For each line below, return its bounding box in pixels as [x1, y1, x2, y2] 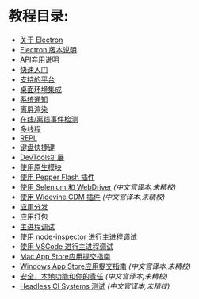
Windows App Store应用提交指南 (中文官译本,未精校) [19, 261, 192, 270]
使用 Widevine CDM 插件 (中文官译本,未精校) [19, 192, 166, 201]
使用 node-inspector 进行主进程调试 [19, 232, 137, 241]
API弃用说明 [19, 55, 59, 64]
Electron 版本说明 [19, 44, 77, 54]
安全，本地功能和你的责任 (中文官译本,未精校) [19, 271, 168, 281]
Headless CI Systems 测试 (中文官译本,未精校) [19, 281, 170, 290]
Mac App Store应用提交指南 [19, 251, 111, 261]
